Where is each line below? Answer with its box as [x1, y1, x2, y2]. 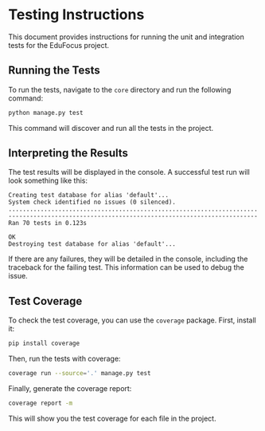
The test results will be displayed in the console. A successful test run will [8, 168, 251, 177]
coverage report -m [8, 399, 73, 407]
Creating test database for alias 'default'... [8, 192, 170, 200]
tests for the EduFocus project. [8, 40, 110, 49]
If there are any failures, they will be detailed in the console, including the [8, 254, 248, 264]
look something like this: [8, 176, 88, 185]
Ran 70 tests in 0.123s [8, 219, 88, 227]
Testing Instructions [8, 6, 145, 24]
